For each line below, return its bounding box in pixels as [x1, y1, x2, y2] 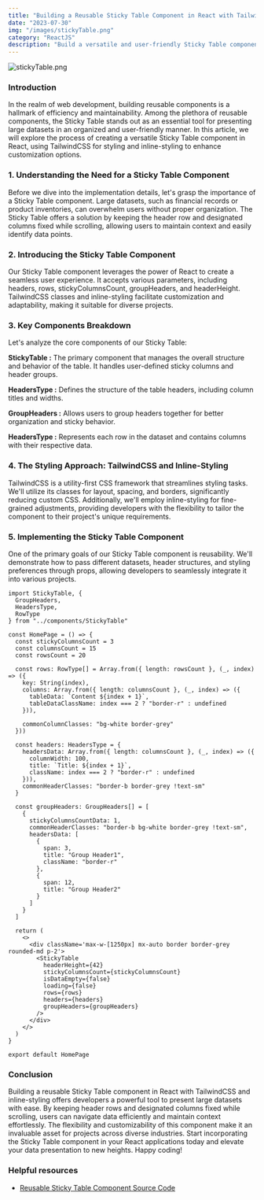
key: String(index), [22, 678, 90, 687]
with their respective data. [8, 441, 93, 450]
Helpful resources [8, 1165, 79, 1176]
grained [8, 503, 34, 512]
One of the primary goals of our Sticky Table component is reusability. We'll [8, 548, 253, 559]
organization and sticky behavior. [8, 417, 115, 426]
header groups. [8, 370, 58, 379]
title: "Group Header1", [42, 851, 125, 858]
